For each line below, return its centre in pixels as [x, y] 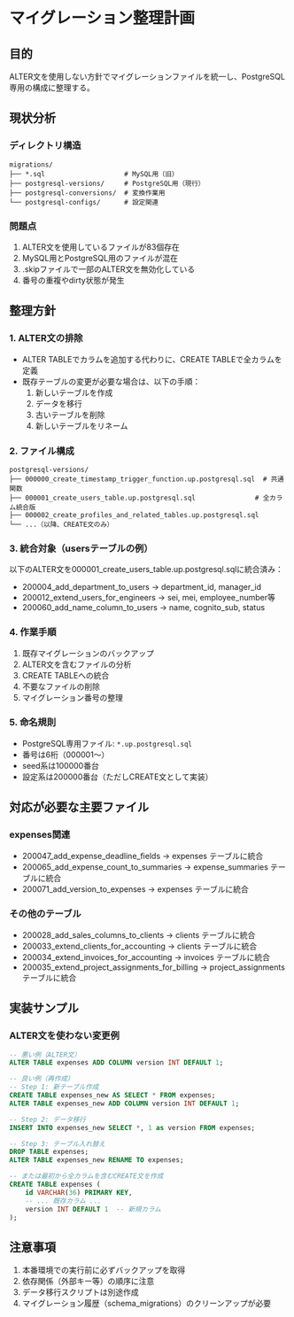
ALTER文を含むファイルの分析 [77, 664]
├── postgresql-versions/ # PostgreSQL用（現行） [107, 183]
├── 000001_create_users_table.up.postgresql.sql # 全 [139, 498]
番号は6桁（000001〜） [66, 755]
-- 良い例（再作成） [42, 1079]
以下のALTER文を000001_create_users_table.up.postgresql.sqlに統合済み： [146, 569]
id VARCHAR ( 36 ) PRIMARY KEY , [79, 1192]
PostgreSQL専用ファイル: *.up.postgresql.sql [107, 743]
